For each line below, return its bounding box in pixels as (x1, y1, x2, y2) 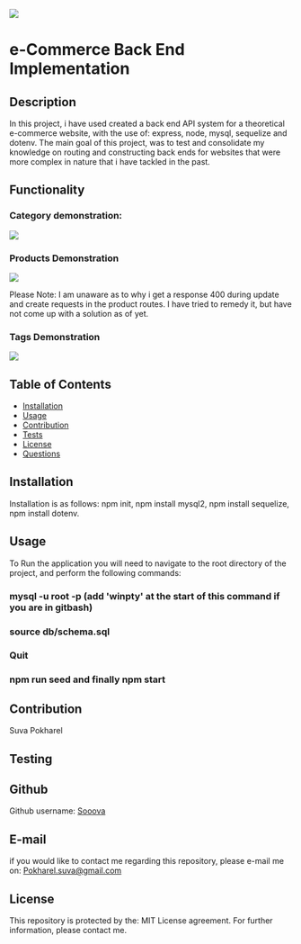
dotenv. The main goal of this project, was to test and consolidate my (9, 138, 265, 148)
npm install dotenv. (9, 508, 80, 518)
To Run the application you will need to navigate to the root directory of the (9, 558, 287, 569)
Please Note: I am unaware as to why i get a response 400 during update (9, 289, 280, 300)
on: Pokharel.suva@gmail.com (9, 865, 122, 877)
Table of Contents (9, 376, 112, 391)
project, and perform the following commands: (9, 567, 181, 578)
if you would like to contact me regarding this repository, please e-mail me (9, 856, 285, 867)
